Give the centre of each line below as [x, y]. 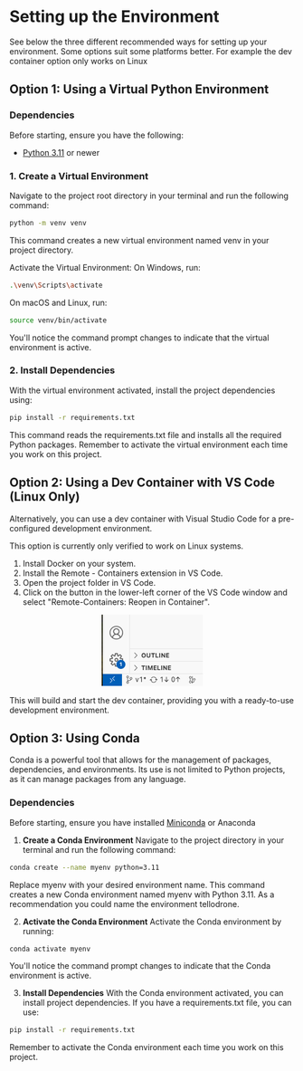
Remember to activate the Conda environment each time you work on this [147, 1047]
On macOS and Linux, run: [58, 302]
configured [30, 528]
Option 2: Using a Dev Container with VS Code [142, 483]
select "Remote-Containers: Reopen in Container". [116, 602]
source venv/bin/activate [58, 320]
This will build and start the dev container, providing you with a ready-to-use [151, 700]
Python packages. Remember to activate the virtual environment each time [149, 445]
